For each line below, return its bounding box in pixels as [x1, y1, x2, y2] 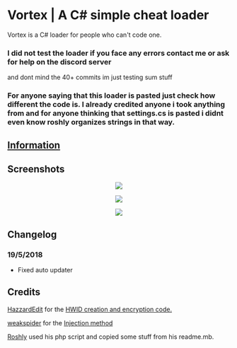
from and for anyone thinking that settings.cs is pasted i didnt [7, 108, 224, 118]
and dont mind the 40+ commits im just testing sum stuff [7, 73, 173, 81]
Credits [7, 286, 41, 298]
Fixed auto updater [17, 266, 73, 274]
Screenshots [7, 163, 65, 175]
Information [7, 139, 61, 151]
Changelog [7, 228, 57, 240]
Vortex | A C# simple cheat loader [7, 7, 209, 23]
